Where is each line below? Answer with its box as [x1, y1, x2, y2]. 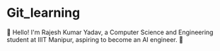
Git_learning [6, 5, 81, 21]
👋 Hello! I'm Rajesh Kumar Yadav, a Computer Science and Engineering [6, 28, 214, 36]
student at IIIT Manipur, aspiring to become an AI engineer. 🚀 [6, 35, 183, 43]
